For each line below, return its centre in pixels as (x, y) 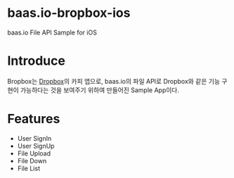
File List (29, 168)
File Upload (34, 153)
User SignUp (36, 146)
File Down (32, 160)
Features (34, 119)
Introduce (36, 61)
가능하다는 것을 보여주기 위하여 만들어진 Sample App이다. (99, 90)
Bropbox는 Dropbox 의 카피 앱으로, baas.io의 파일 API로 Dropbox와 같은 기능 (113, 81)
